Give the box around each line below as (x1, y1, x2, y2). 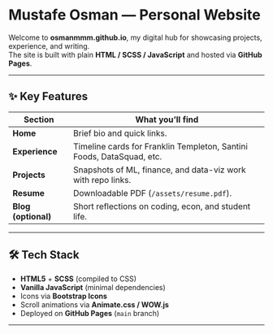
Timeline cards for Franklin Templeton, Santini (72, 141, 248, 152)
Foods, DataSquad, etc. (72, 150, 162, 162)
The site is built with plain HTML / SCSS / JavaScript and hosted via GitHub (8, 50, 262, 59)
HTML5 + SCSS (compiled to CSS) (19, 274, 136, 284)
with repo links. (72, 174, 132, 185)
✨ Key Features (8, 89, 88, 103)
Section (24, 114, 54, 125)
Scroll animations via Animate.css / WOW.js (19, 299, 169, 310)
